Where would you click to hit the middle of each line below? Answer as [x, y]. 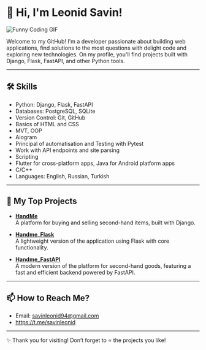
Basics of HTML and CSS [47, 124]
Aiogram [26, 137]
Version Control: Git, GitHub [50, 117]
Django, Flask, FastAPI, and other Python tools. [66, 61]
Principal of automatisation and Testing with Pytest [79, 143]
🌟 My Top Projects [42, 201]
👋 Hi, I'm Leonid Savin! [64, 13]
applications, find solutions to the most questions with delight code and [97, 48]
